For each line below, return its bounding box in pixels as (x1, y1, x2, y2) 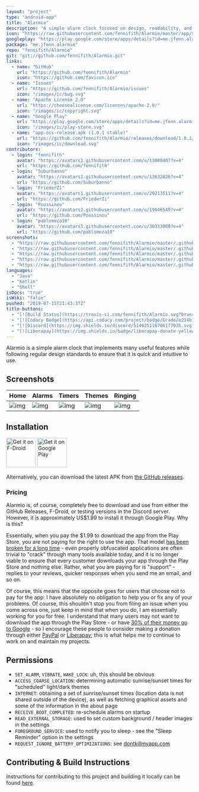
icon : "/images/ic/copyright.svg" (17, 108, 102, 114)
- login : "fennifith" (11, 152, 65, 158)
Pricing (6, 488, 28, 496)
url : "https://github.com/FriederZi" (17, 196, 110, 202)
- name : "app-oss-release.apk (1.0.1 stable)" (11, 130, 129, 136)
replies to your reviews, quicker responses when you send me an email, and (6, 570, 191, 577)
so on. (6, 576, 22, 583)
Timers (58, 392, 79, 400)
